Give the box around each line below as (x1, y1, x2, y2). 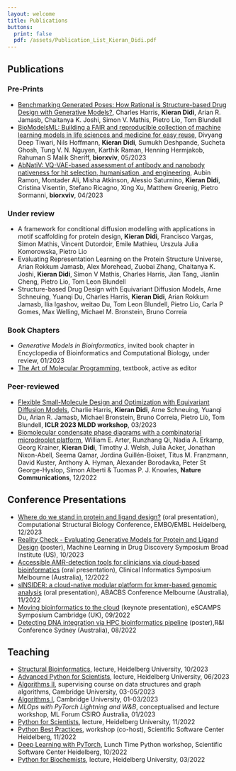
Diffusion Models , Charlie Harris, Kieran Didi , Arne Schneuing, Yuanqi (17, 405, 222, 414)
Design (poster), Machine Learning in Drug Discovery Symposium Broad (17, 543, 229, 551)
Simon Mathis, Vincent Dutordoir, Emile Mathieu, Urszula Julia (17, 240, 198, 248)
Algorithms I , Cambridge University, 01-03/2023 (17, 695, 158, 704)
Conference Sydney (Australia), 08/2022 (17, 626, 137, 634)
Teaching (7, 646, 50, 658)
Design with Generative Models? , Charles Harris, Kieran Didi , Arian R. (17, 108, 221, 116)
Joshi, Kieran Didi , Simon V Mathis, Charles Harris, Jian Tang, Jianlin (17, 270, 220, 279)
